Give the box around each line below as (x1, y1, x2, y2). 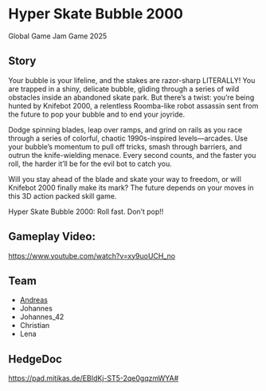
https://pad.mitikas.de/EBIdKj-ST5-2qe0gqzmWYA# (8, 373, 179, 383)
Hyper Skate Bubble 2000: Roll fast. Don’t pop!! (8, 207, 164, 216)
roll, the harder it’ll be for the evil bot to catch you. (8, 159, 173, 168)
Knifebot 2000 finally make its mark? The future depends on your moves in (8, 183, 254, 192)
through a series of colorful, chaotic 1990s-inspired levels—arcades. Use (8, 133, 248, 143)
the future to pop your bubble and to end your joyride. (8, 109, 186, 119)
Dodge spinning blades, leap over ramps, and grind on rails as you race (8, 124, 243, 134)
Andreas (19, 295, 48, 305)
